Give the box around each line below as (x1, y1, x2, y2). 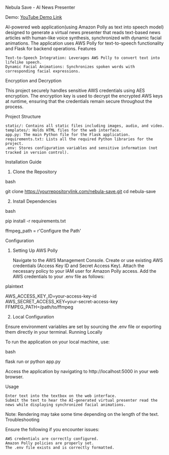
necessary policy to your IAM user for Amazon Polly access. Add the (12, 268, 156, 274)
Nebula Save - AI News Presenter (5, 5, 75, 10)
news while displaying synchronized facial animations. (5, 402, 126, 407)
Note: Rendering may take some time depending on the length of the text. (5, 411, 159, 417)
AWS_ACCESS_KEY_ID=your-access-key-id (5, 293, 97, 299)
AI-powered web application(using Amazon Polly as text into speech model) (5, 24, 164, 30)
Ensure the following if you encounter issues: (5, 427, 100, 432)
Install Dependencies (12, 198, 57, 204)
